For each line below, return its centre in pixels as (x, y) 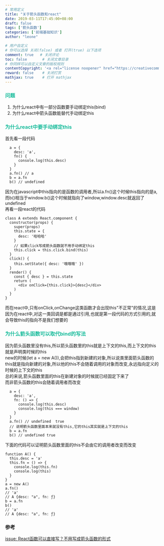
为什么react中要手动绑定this (39, 127)
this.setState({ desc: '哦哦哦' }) (49, 264)
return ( (23, 281)
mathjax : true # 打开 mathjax (38, 78)
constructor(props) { (31, 223)
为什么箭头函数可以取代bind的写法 (46, 334)
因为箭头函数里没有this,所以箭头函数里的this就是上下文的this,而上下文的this (81, 346)
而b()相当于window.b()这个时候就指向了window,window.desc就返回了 (75, 198)
